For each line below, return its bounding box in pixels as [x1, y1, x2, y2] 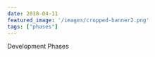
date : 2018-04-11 [7, 10, 58, 17]
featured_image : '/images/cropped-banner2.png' [7, 17, 150, 24]
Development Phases [7, 42, 69, 51]
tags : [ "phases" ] [7, 23, 58, 30]
